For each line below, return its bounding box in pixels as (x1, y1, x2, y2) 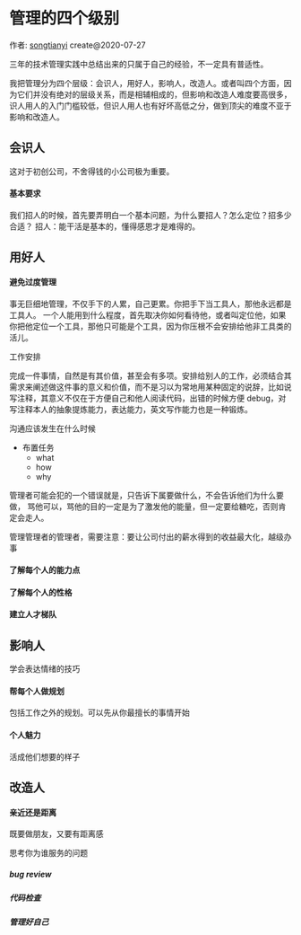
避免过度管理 (9, 276, 56, 287)
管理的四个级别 (9, 8, 120, 29)
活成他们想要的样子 (9, 751, 81, 762)
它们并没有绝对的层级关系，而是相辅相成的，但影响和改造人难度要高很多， (16, 89, 292, 100)
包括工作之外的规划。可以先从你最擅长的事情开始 (9, 707, 190, 719)
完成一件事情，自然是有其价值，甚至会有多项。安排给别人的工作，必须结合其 (9, 370, 292, 381)
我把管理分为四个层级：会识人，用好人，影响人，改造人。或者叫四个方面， (9, 77, 284, 88)
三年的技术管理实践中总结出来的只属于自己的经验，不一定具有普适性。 (9, 58, 269, 69)
